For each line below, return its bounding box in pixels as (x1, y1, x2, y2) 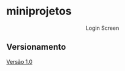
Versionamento (6, 42, 66, 52)
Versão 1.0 (6, 58, 33, 65)
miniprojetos (6, 4, 72, 18)
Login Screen (85, 24, 120, 32)
